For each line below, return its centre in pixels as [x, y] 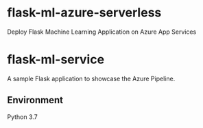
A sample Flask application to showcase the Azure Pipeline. [91, 78]
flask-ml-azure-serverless [84, 13]
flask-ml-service [56, 60]
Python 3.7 [22, 117]
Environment [35, 100]
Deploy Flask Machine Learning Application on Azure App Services [102, 32]
